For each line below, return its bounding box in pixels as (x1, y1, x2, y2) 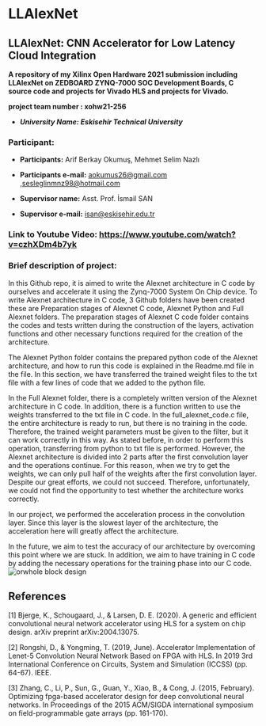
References (8, 589, 66, 602)
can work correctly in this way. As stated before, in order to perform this (8, 435, 244, 444)
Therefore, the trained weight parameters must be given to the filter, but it (8, 427, 249, 436)
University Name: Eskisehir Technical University (19, 117, 184, 127)
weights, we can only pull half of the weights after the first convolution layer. (8, 469, 257, 478)
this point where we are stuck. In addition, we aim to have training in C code (8, 549, 256, 559)
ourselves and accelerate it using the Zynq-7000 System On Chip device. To (8, 287, 257, 296)
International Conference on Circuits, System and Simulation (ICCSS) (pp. (8, 659, 248, 669)
